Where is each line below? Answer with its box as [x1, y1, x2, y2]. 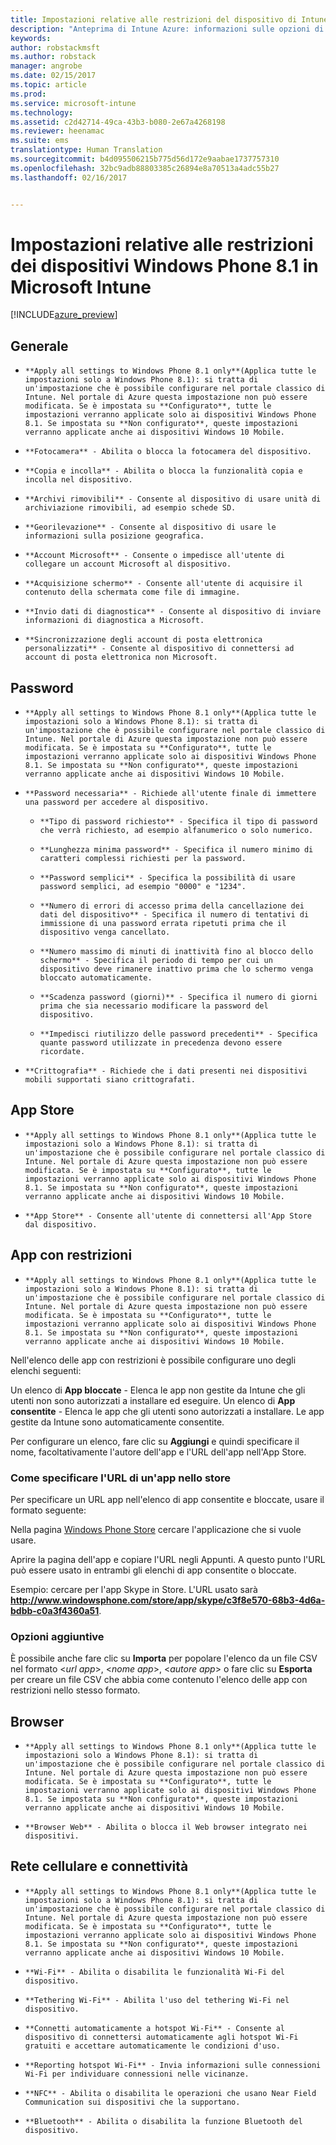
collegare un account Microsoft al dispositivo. [24, 559, 232, 570]
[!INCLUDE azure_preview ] [10, 309, 118, 321]
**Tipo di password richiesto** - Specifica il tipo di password [39, 817, 318, 827]
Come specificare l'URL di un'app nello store [10, 1471, 231, 1485]
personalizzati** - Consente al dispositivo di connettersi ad [24, 644, 295, 654]
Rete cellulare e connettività [10, 1858, 189, 1875]
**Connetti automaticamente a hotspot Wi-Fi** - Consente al [24, 2023, 286, 2033]
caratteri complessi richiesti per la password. [39, 854, 247, 864]
